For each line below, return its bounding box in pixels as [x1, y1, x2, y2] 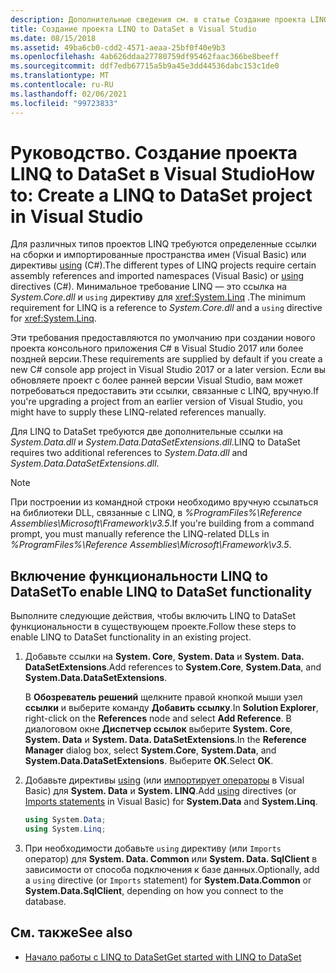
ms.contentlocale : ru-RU [10, 80, 114, 90]
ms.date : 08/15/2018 [10, 33, 97, 43]
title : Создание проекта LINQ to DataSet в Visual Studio [10, 24, 257, 34]
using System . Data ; [24, 815, 107, 825]
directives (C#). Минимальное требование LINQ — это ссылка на [10, 281, 288, 293]
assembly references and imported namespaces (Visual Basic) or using [10, 270, 305, 282]
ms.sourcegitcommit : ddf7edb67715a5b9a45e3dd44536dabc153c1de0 [10, 61, 280, 71]
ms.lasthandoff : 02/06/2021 [10, 89, 128, 99]
